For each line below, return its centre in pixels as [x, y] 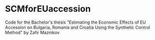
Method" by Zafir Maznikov [32, 32]
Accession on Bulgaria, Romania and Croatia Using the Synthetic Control [78, 27]
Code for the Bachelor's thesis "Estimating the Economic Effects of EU [76, 22]
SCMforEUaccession [48, 9]
